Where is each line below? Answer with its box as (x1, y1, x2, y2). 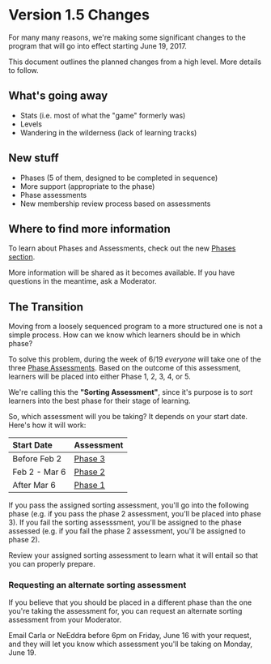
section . (8, 252, 36, 262)
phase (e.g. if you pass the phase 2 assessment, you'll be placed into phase (8, 509, 261, 519)
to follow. (8, 65, 39, 75)
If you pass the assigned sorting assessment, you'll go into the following (8, 500, 249, 510)
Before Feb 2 (12, 453, 62, 465)
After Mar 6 (12, 480, 57, 491)
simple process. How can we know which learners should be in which (8, 330, 241, 340)
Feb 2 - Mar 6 (12, 466, 66, 478)
